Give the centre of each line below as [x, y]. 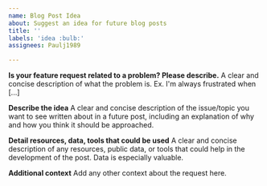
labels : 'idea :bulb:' [46, 38]
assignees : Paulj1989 [45, 46]
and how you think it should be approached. [81, 125]
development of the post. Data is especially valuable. [96, 158]
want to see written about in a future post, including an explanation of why [131, 116]
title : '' [25, 30]
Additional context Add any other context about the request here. [117, 173]
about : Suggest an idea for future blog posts [88, 23]
